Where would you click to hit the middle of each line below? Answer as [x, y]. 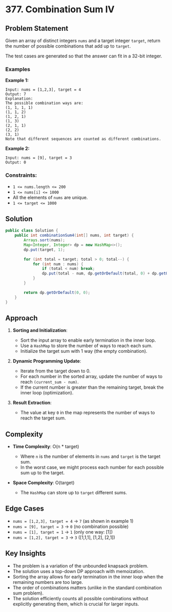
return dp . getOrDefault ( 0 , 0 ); [57, 292]
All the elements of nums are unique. [50, 197]
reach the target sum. [43, 418]
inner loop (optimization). [47, 393]
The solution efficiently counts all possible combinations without [80, 598]
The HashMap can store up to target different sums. [73, 493]
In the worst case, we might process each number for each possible [92, 468]
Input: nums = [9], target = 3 [39, 158]
